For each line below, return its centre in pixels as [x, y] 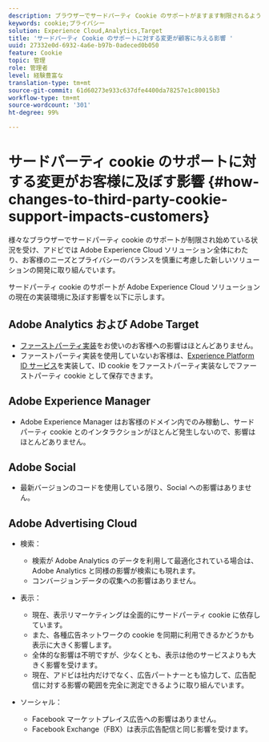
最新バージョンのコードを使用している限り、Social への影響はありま [132, 488]
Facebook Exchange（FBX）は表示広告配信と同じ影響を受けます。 [142, 729]
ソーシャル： [41, 702]
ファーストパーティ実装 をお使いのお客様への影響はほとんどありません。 [139, 345]
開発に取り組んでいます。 [78, 270]
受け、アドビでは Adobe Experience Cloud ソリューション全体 [125, 249]
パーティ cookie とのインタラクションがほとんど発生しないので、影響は [138, 432]
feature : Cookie [35, 53]
